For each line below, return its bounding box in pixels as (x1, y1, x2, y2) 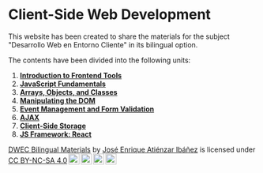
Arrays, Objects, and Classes (19, 87, 118, 96)
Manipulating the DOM (19, 96, 96, 105)
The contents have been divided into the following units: (8, 55, 191, 65)
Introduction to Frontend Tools (19, 70, 122, 80)
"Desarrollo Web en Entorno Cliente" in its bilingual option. (8, 39, 198, 49)
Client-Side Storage (19, 121, 87, 130)
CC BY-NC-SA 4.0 (8, 156, 68, 165)
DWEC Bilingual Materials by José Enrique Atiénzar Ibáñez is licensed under (8, 145, 256, 154)
